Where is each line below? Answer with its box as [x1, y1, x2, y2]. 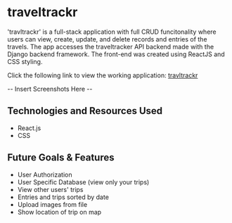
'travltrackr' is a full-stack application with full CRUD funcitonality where [7, 27, 217, 36]
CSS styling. [7, 57, 43, 65]
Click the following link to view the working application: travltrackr [7, 71, 198, 79]
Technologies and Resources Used [7, 105, 163, 117]
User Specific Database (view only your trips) [17, 177, 150, 186]
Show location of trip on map [17, 208, 102, 216]
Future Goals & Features [7, 152, 115, 164]
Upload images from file [17, 200, 88, 208]
